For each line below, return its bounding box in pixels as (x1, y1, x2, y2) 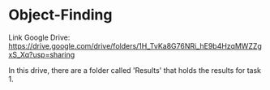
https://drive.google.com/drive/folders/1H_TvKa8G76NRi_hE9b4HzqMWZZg (8, 41, 262, 50)
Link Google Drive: (8, 32, 71, 42)
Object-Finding (8, 6, 113, 24)
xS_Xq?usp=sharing (8, 49, 75, 59)
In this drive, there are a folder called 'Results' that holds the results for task (8, 65, 262, 75)
